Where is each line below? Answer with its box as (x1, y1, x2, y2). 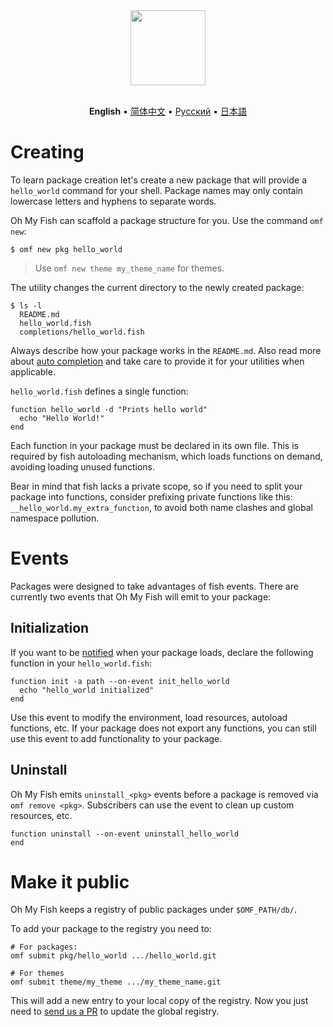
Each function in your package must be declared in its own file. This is (10, 439, 299, 451)
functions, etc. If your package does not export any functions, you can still (10, 722, 317, 734)
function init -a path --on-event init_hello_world (10, 676, 230, 686)
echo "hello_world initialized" (19, 685, 155, 695)
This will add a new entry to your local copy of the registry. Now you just (10, 995, 309, 1007)
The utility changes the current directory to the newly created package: (10, 281, 305, 293)
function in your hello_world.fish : (10, 657, 152, 669)
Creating (10, 141, 85, 164)
